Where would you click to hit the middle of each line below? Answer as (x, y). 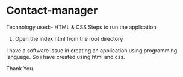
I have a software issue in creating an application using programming (92, 50)
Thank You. (20, 68)
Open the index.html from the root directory (69, 38)
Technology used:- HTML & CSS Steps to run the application (81, 27)
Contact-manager (52, 11)
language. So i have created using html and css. (66, 57)
